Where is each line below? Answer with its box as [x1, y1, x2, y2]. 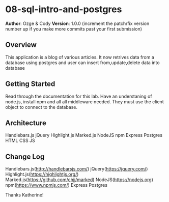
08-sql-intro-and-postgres [5, 4, 122, 15]
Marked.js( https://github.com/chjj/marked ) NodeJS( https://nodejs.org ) [5, 177, 154, 183]
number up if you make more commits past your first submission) [5, 25, 143, 32]
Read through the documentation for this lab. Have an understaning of [5, 93, 152, 99]
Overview [5, 41, 37, 49]
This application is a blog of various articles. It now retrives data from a [5, 54, 154, 60]
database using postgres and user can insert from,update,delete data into [5, 60, 160, 66]
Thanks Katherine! [5, 192, 44, 198]
